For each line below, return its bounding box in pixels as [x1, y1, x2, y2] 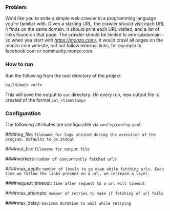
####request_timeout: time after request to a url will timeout [5, 180, 145, 186]
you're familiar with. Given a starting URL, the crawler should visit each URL [5, 21, 165, 27]
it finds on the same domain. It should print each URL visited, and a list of [5, 26, 160, 32]
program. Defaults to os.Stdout [5, 137, 74, 142]
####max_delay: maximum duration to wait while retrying [5, 200, 132, 206]
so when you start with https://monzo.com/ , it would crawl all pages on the [5, 37, 163, 43]
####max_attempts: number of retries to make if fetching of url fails [5, 190, 164, 196]
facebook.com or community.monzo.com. [5, 48, 94, 54]
